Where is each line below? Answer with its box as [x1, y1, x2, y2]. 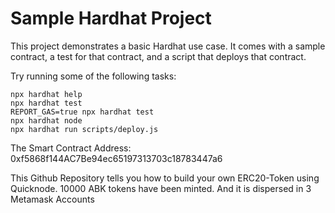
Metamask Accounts [10, 193, 95, 205]
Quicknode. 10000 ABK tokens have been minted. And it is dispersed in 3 [10, 182, 312, 194]
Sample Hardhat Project [10, 7, 212, 30]
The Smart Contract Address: [10, 142, 132, 154]
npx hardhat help [10, 89, 83, 99]
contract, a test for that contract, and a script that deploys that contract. [10, 50, 307, 62]
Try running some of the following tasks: [10, 70, 177, 82]
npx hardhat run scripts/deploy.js [10, 124, 159, 134]
